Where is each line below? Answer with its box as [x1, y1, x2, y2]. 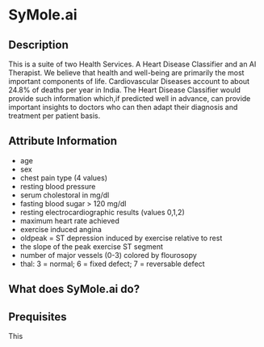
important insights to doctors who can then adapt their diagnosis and [8, 103, 238, 112]
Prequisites [8, 310, 67, 324]
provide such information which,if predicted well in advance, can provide [8, 94, 251, 103]
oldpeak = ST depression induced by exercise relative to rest [19, 233, 223, 243]
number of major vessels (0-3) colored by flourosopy [19, 250, 198, 260]
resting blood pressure [19, 181, 96, 191]
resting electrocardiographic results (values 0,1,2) [19, 207, 185, 217]
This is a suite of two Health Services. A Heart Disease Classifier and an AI [8, 59, 257, 69]
